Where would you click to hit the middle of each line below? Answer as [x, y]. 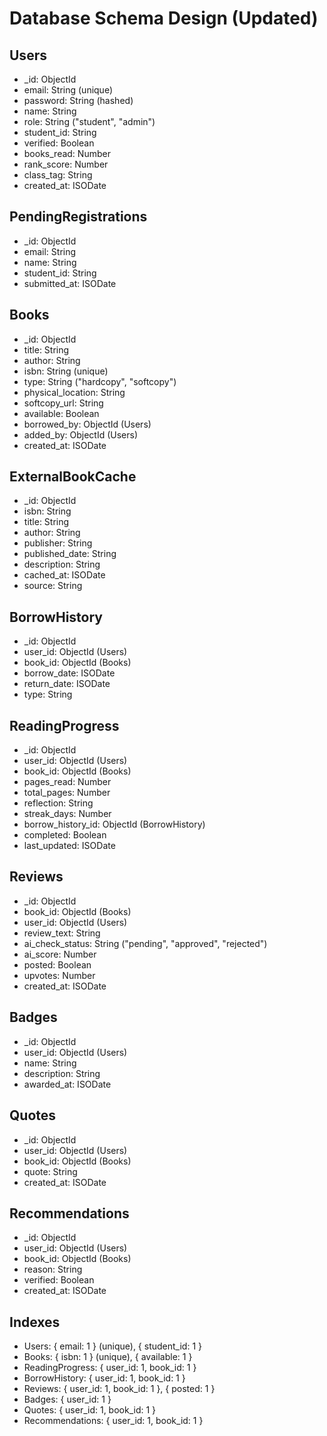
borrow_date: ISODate [69, 673]
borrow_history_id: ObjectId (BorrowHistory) [114, 824]
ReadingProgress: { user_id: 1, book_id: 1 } [110, 1368]
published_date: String [70, 554]
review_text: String [62, 933]
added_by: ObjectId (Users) [81, 434]
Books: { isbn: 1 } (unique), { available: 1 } [108, 1357]
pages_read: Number [67, 782]
